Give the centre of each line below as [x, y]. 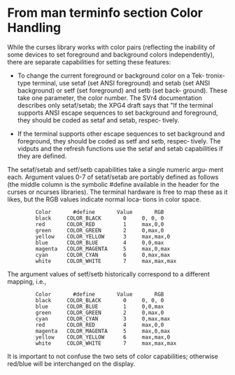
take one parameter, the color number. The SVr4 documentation [110, 98]
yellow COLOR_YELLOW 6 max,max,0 [103, 337]
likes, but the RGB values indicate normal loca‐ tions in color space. [104, 199]
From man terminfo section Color [105, 13]
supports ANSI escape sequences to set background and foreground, [117, 113]
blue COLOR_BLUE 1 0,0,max [100, 306]
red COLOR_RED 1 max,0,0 [100, 224]
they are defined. [42, 156]
